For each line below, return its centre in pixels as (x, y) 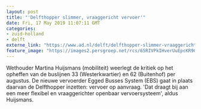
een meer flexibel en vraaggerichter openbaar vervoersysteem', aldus (92, 93)
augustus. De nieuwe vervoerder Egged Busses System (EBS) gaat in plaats (100, 80)
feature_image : (25, 51)
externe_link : (24, 46)
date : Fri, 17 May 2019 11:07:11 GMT (53, 23)
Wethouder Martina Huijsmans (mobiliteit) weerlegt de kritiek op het (90, 68)
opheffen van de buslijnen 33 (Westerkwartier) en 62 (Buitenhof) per (91, 74)
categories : (21, 28)
